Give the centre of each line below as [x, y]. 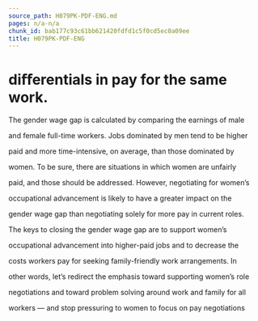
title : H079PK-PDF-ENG [47, 38]
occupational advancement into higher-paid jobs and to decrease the [124, 245]
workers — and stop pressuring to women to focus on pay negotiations [127, 308]
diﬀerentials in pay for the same [118, 80]
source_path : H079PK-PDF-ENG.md [63, 16]
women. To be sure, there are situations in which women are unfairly [123, 167]
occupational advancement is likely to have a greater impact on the [120, 198]
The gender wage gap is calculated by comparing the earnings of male [127, 120]
